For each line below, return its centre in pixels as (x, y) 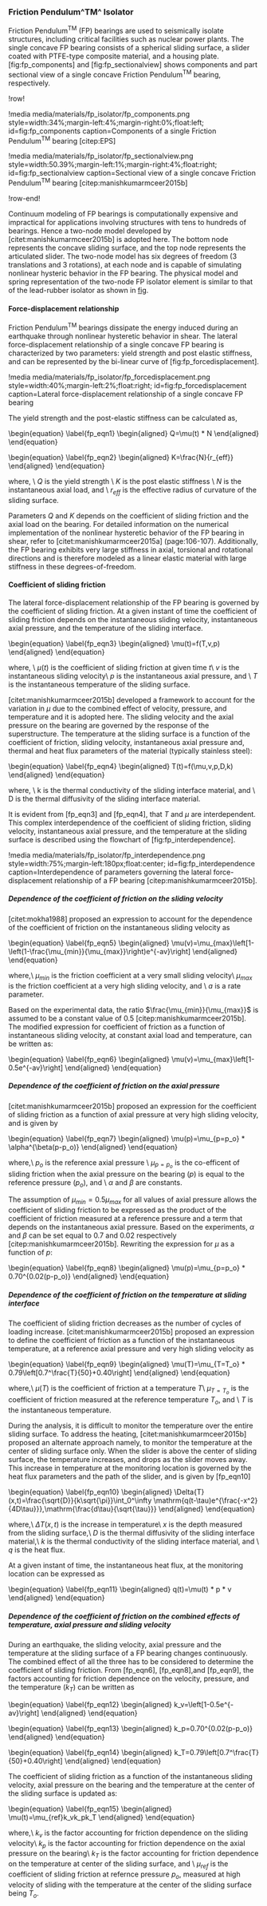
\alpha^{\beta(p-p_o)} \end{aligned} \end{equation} (93, 1147)
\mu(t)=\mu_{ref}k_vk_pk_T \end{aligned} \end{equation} (102, 1817)
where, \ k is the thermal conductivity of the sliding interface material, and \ (132, 790)
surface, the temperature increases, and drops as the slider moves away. (128, 1460)
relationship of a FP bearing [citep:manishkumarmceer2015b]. (156, 880)
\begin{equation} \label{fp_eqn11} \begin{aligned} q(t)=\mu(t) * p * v (120, 1589)
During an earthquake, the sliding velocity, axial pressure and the (115, 1645)
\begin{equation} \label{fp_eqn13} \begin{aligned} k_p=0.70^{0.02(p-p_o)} (131, 1728)
